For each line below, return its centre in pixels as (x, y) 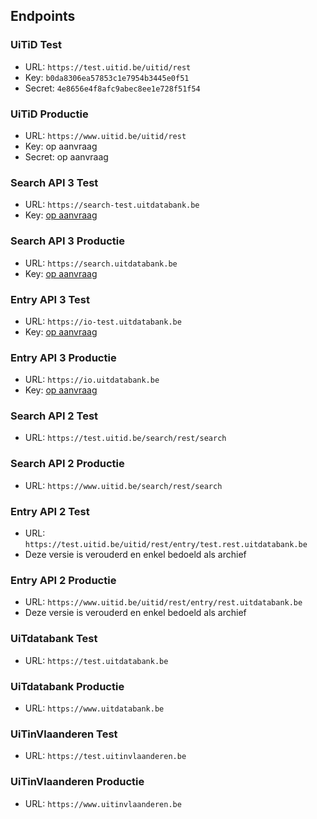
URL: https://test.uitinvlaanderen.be (105, 756)
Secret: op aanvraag (66, 156)
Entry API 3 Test (50, 299)
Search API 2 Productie (67, 464)
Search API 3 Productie (67, 241)
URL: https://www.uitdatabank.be (94, 708)
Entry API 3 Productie (63, 357)
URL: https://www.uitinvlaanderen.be (103, 803)
